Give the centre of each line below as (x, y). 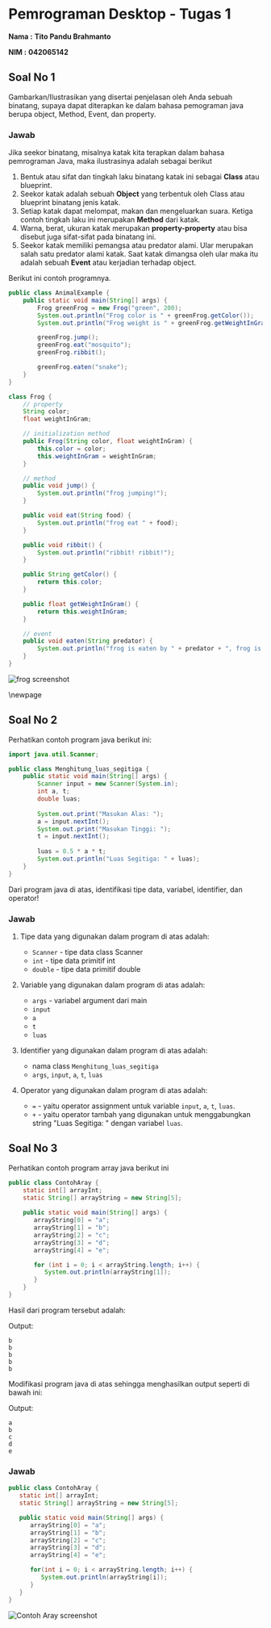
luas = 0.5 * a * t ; (72, 852)
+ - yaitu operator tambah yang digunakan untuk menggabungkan (142, 1115)
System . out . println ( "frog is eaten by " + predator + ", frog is (150, 649)
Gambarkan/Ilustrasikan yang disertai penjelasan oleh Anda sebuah (121, 97)
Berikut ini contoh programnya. (60, 278)
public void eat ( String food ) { (77, 516)
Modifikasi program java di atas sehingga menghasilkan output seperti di (129, 1383)
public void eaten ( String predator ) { (88, 641)
